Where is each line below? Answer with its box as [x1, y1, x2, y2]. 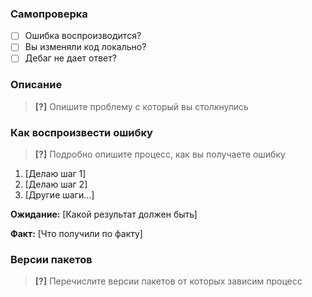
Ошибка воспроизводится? [24, 30, 142, 42]
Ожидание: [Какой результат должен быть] [10, 208, 198, 221]
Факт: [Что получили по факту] [10, 228, 143, 240]
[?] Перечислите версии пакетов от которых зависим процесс [34, 275, 303, 287]
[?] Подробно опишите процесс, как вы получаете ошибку [34, 148, 286, 161]
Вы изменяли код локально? [24, 41, 147, 53]
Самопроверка [10, 7, 88, 21]
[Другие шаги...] [24, 189, 95, 201]
